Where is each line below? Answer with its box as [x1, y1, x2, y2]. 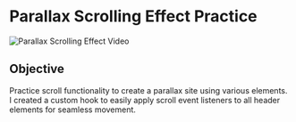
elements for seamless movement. [9, 104, 137, 115]
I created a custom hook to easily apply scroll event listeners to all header [9, 94, 281, 105]
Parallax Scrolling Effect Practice [9, 6, 258, 27]
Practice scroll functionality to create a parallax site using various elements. [9, 85, 288, 95]
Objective [9, 61, 65, 77]
